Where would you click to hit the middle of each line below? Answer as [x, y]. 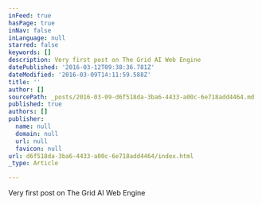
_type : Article [33, 164]
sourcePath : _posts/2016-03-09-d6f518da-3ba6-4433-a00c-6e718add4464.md [131, 97]
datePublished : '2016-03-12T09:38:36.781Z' [82, 68]
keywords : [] [30, 52]
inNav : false [30, 30]
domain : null [37, 133]
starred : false [33, 45]
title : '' [25, 82]
